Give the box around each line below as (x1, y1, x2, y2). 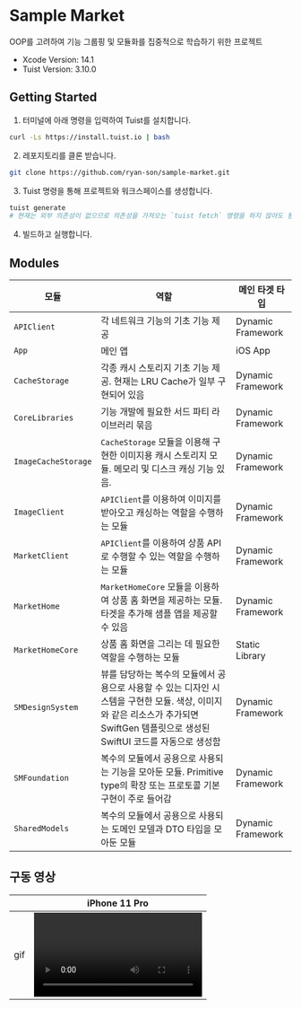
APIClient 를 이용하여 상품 (100, 537, 205, 549)
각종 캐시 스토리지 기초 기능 (100, 362, 210, 374)
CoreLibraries (13, 413, 74, 423)
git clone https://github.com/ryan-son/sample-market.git (9, 168, 230, 177)
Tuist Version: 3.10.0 (21, 64, 97, 75)
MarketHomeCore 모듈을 (100, 581, 193, 593)
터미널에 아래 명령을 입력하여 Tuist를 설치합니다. (21, 114, 191, 126)
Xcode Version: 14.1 (21, 54, 94, 65)
